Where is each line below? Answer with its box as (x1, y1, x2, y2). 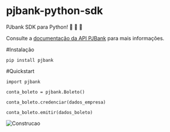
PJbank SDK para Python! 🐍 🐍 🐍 (6, 23, 83, 30)
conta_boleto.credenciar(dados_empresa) (6, 99, 107, 105)
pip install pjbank (6, 57, 54, 63)
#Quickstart (6, 67, 35, 74)
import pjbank (6, 79, 41, 85)
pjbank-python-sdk (6, 4, 104, 18)
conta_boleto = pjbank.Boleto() (6, 89, 85, 95)
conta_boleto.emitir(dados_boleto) (6, 109, 93, 115)
